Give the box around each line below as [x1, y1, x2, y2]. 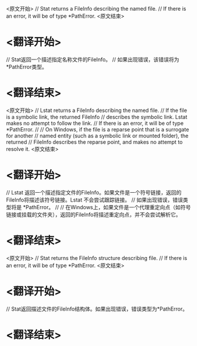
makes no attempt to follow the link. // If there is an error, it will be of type [6, 120, 184, 127]
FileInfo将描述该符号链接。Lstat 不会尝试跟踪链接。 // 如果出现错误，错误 [6, 196, 183, 203]
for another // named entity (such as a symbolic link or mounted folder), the [6, 132, 189, 139]
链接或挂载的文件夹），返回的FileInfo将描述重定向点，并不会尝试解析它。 [6, 211, 181, 218]
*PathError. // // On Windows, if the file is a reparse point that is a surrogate [6, 126, 189, 133]
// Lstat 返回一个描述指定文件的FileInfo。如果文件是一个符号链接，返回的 [6, 189, 182, 196]
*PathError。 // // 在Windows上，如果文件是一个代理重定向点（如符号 [22, 203, 191, 210]
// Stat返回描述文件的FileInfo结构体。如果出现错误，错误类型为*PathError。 [6, 305, 188, 312]
